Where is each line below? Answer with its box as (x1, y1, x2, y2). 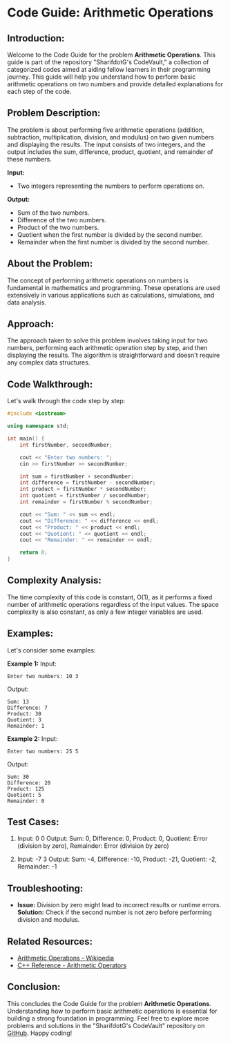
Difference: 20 (7, 779, 51, 786)
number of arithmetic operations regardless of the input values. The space (7, 600, 219, 608)
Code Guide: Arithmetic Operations (7, 5, 214, 21)
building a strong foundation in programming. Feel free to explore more (7, 1014, 209, 1023)
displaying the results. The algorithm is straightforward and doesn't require (7, 351, 220, 360)
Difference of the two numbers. (17, 215, 107, 224)
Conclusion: (7, 981, 61, 993)
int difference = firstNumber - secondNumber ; (19, 479, 156, 486)
